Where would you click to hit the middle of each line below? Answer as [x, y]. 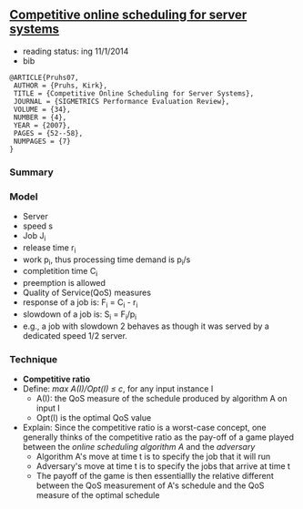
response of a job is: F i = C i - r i [80, 304]
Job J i [34, 237]
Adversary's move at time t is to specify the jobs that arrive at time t [163, 466]
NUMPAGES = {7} [42, 141]
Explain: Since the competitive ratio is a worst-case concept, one [144, 428]
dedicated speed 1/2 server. [75, 335]
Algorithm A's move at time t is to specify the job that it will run [153, 457]
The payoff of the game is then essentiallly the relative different [155, 476]
